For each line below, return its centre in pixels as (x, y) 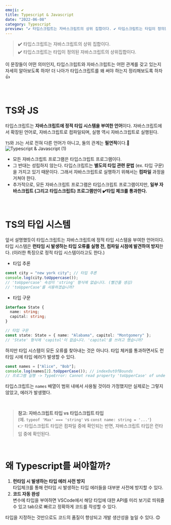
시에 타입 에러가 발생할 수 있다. (45, 357)
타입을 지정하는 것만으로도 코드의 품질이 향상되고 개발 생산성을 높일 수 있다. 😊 (83, 517)
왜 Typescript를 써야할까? (58, 466)
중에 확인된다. (37, 434)
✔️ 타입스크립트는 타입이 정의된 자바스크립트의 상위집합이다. (77, 52)
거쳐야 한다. (24, 178)
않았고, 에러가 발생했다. (28, 393)
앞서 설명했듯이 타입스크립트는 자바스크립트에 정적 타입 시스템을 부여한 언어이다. (85, 240)
